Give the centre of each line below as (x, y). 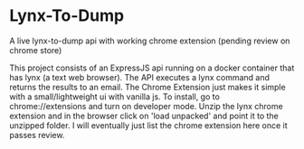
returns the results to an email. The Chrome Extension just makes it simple (148, 87)
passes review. (37, 135)
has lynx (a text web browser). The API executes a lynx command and (139, 77)
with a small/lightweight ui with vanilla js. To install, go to (114, 97)
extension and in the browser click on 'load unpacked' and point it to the (144, 116)
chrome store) (36, 50)
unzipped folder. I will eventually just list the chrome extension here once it (148, 125)
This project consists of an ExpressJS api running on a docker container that (152, 68)
